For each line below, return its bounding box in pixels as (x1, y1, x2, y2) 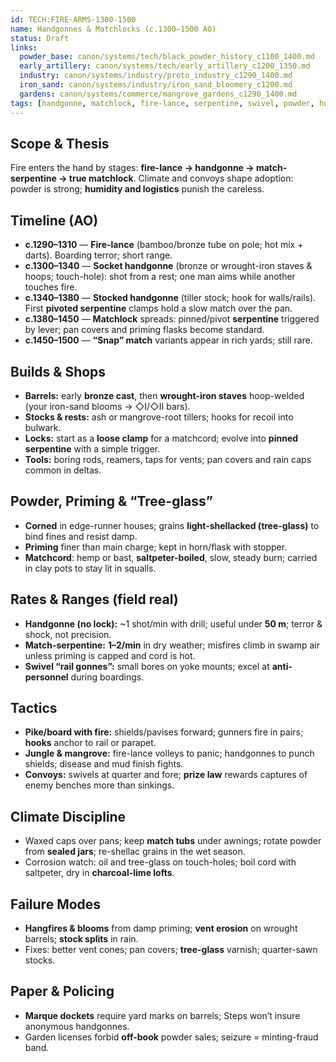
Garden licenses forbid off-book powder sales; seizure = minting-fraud (24, 1031, 319, 1043)
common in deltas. (24, 464, 102, 476)
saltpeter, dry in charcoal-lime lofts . (24, 867, 175, 879)
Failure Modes (10, 896, 102, 913)
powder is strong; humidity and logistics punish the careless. (10, 183, 265, 195)
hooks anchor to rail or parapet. (24, 737, 157, 749)
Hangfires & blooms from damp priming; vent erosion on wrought (24, 922, 298, 934)
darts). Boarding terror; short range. (24, 249, 173, 261)
